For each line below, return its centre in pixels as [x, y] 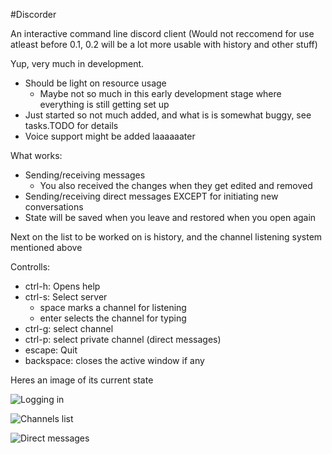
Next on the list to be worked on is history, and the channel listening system [166, 237]
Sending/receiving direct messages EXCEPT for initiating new [151, 196]
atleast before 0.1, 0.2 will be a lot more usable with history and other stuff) [164, 44]
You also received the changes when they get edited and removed [176, 185]
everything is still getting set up [104, 104]
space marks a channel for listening [113, 307]
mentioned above [46, 247]
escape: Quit [51, 350]
